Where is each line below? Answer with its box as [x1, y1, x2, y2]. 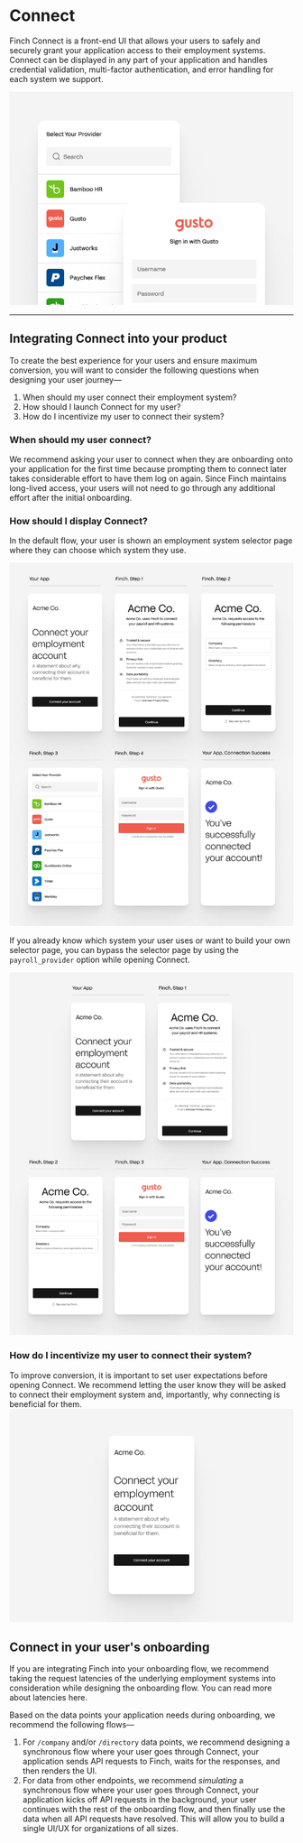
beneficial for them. [9, 1398, 83, 1409]
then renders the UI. [22, 1765, 97, 1776]
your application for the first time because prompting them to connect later [9, 464, 288, 475]
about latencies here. [9, 1692, 88, 1703]
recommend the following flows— [9, 1719, 135, 1730]
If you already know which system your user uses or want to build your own [9, 935, 290, 946]
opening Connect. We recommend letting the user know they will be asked [9, 1379, 287, 1390]
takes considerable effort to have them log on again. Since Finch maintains [9, 473, 287, 484]
